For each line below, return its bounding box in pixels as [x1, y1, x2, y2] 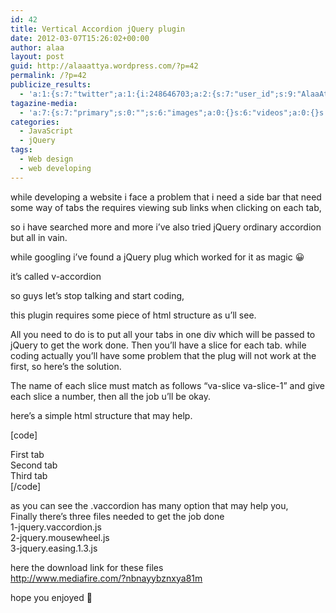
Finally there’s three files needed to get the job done [10, 510, 225, 522]
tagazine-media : [10, 98, 78, 108]
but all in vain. [10, 231, 68, 243]
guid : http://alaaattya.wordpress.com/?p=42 [10, 61, 199, 71]
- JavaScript [19, 126, 74, 136]
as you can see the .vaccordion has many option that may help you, [10, 499, 289, 511]
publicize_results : [10, 80, 92, 90]
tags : [10, 145, 33, 155]
